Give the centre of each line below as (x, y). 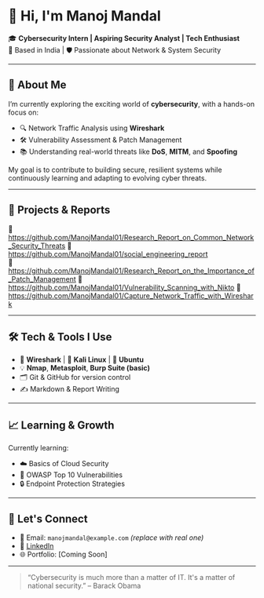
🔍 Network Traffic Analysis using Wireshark (92, 128)
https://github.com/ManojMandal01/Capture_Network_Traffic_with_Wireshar (131, 295)
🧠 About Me (37, 85)
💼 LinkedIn (37, 546)
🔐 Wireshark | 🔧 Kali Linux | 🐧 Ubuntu (81, 359)
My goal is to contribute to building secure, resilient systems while (115, 170)
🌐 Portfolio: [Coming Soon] (63, 554)
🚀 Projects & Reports (59, 210)
